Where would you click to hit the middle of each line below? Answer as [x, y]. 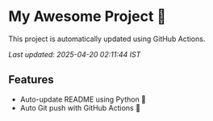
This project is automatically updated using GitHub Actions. [107, 39]
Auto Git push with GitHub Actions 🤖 [80, 107]
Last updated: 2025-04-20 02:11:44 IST [75, 54]
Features [31, 80]
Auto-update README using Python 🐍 [83, 99]
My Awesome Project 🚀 [88, 17]
